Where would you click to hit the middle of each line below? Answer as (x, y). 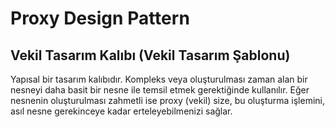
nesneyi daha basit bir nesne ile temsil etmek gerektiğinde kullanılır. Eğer (160, 90)
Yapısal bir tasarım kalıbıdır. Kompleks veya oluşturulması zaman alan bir (159, 79)
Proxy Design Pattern (100, 18)
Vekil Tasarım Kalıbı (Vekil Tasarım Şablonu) (150, 55)
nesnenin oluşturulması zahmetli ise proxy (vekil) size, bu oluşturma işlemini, (167, 100)
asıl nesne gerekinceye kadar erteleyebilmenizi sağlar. (121, 111)
